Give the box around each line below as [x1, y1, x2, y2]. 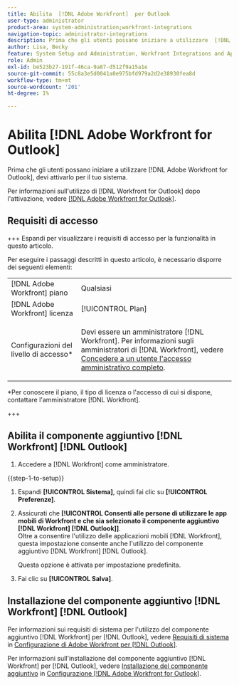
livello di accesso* [11, 349, 73, 359]
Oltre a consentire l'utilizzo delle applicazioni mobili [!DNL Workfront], [17, 531, 223, 540]
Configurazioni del [11, 340, 73, 350]
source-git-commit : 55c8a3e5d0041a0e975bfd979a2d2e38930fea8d [7, 70, 196, 77]
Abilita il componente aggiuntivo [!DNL [7, 430, 183, 442]
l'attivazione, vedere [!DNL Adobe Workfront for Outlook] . [7, 194, 176, 203]
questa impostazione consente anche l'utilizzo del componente [17, 539, 203, 548]
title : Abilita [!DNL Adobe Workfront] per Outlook [7, 10, 171, 18]
